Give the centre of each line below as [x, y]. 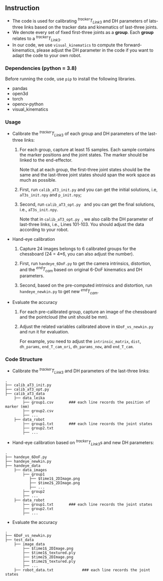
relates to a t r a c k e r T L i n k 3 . [37, 38]
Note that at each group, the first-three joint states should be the [85, 169]
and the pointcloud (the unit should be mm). [64, 317]
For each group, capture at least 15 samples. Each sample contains [87, 149]
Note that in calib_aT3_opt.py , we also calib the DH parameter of [86, 219]
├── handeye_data [23, 466]
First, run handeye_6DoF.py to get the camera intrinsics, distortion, [85, 263]
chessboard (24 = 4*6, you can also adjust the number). [77, 254]
